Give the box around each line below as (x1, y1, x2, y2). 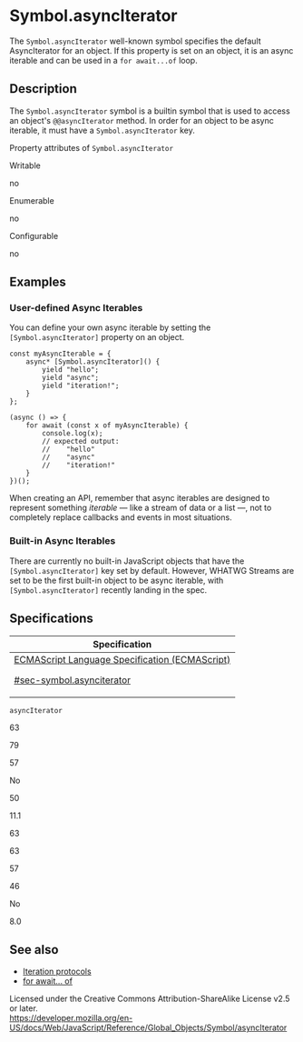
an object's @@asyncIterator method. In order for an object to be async (9, 115, 274, 125)
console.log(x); (42, 429, 103, 438)
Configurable (9, 230, 59, 241)
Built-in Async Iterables (9, 535, 116, 547)
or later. (9, 1003, 38, 1014)
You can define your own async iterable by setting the (9, 322, 211, 333)
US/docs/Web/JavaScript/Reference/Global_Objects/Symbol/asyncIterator (9, 1022, 288, 1033)
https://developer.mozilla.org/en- (9, 1013, 133, 1024)
